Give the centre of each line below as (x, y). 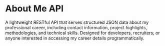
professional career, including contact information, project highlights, (76, 27)
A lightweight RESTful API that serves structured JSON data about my (77, 22)
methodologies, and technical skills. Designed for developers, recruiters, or (82, 33)
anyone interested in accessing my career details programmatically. (75, 38)
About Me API (34, 9)
